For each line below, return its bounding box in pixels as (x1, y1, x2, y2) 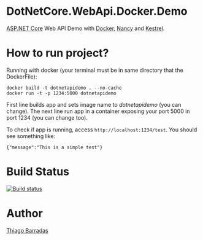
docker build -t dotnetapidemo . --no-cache (6, 85, 122, 91)
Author (6, 207, 43, 220)
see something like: (6, 132, 56, 139)
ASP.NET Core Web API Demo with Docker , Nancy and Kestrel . (6, 25, 165, 32)
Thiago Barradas (6, 226, 48, 234)
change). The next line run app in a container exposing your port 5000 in (6, 107, 190, 115)
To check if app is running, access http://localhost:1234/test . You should (6, 126, 197, 133)
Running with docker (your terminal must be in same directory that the (6, 66, 184, 74)
